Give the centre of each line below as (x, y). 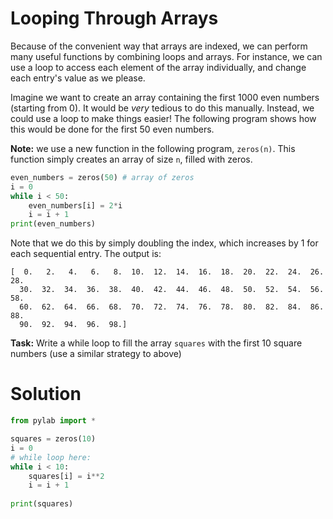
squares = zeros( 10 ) (53, 439)
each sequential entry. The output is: (86, 254)
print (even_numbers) (53, 224)
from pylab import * (53, 421)
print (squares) (42, 504)
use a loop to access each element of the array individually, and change (158, 67)
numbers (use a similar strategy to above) (96, 354)
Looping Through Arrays (114, 18)
